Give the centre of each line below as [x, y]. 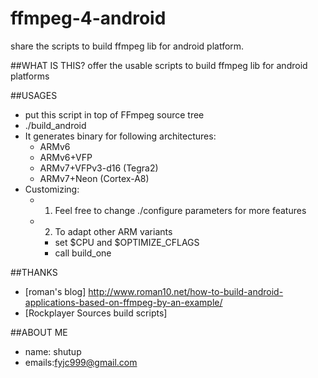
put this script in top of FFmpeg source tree [114, 114]
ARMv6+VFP [66, 157]
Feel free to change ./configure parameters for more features [180, 210]
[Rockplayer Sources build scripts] [96, 313]
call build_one [83, 253]
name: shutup [53, 351]
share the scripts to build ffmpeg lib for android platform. [127, 46]
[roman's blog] [55, 291]
